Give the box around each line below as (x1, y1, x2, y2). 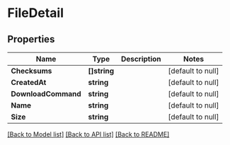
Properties (7, 33, 55, 45)
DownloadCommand (11, 89, 81, 98)
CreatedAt (11, 78, 47, 87)
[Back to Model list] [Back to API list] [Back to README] (7, 130, 170, 139)
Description (120, 54, 161, 64)
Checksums (11, 66, 52, 76)
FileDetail (7, 5, 64, 21)
